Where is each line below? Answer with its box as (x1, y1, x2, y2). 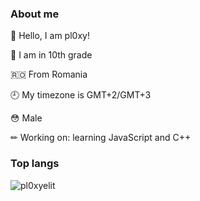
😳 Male (10, 112, 43, 124)
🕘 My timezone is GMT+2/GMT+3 (10, 89, 152, 101)
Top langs (10, 157, 60, 171)
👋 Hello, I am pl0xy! (10, 30, 90, 42)
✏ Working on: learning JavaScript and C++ (10, 132, 192, 144)
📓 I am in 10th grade (10, 49, 93, 61)
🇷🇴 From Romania (10, 68, 88, 81)
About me (10, 7, 60, 21)
